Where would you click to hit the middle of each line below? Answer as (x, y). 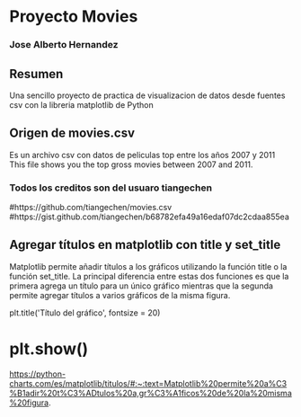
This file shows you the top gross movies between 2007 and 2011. (131, 164)
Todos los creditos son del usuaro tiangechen (111, 188)
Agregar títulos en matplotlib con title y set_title (145, 245)
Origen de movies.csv (72, 133)
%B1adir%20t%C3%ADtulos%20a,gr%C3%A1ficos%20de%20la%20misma (150, 393)
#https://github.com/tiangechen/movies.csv (91, 208)
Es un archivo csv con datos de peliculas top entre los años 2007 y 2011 (142, 155)
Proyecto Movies (74, 17)
